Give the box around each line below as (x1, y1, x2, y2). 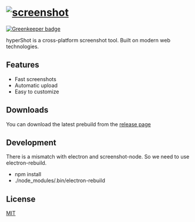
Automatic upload (14, 82, 58, 89)
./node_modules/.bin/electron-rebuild (14, 177, 106, 184)
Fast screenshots (14, 75, 57, 82)
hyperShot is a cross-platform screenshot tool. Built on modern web (6, 36, 170, 43)
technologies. (6, 43, 39, 50)
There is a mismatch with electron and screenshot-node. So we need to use (6, 153, 190, 160)
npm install (14, 171, 42, 178)
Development (6, 137, 57, 147)
